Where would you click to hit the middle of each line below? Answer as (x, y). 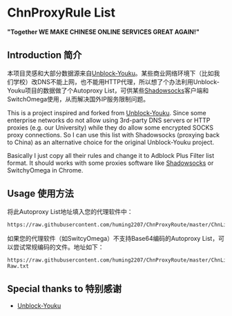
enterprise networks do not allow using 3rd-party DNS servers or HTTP (109, 120)
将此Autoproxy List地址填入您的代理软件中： (70, 211)
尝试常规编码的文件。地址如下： (58, 247)
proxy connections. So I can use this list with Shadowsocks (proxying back (113, 135)
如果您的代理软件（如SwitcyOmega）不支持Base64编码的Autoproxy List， (113, 238)
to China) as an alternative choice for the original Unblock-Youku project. (111, 142)
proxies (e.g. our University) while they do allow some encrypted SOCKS (110, 127)
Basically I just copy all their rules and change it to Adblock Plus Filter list (111, 155)
